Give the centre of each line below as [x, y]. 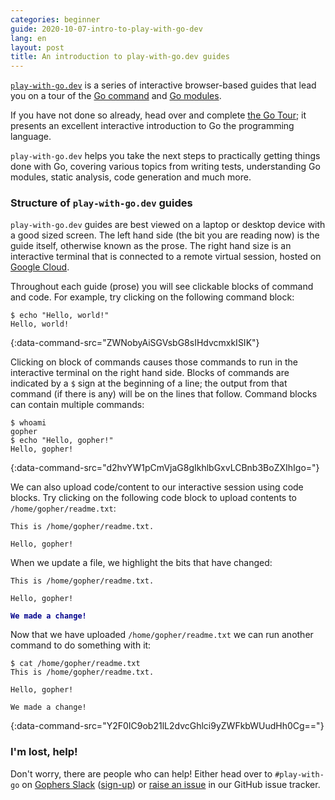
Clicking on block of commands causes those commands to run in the [154, 362]
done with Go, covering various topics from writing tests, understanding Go [165, 167]
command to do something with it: [81, 645]
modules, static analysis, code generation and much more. [131, 177]
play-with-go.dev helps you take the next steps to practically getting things [165, 156]
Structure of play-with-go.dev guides [101, 203]
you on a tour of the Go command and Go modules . [116, 96]
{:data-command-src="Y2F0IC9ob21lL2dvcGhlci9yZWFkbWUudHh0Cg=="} [167, 726]
